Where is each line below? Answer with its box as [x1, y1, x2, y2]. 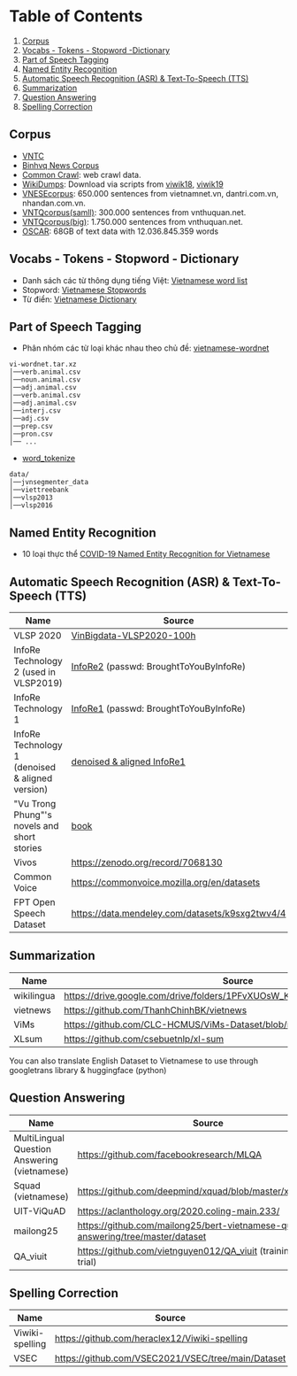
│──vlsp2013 [9, 493, 53, 502]
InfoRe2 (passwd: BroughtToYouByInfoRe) [71, 661, 246, 672]
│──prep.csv [9, 422, 53, 431]
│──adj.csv [9, 414, 49, 423]
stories [13, 842, 42, 854]
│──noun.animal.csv [9, 375, 81, 384]
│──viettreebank [9, 485, 69, 495]
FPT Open [13, 896, 56, 908]
